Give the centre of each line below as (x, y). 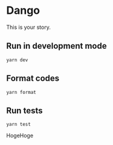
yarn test (19, 125)
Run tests (24, 110)
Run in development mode (56, 46)
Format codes (33, 79)
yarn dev (17, 60)
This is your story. (29, 27)
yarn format (21, 92)
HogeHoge (20, 135)
